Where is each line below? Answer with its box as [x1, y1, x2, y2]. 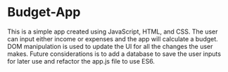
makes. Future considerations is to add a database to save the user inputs [7, 50, 222, 58]
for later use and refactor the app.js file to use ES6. [7, 57, 155, 65]
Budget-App [7, 4, 81, 20]
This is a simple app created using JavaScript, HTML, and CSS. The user [7, 27, 218, 36]
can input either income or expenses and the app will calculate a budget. [7, 34, 218, 43]
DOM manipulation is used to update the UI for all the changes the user [7, 42, 213, 50]
